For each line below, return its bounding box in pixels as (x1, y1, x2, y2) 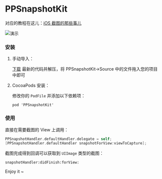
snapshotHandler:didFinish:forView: (5, 160, 79, 165)
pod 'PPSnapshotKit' (12, 103, 54, 107)
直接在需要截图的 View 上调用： (5, 126, 69, 132)
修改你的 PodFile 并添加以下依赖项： (12, 93, 86, 99)
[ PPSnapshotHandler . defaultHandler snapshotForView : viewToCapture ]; (5, 141, 147, 146)
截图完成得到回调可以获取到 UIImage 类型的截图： (5, 150, 104, 156)
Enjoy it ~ (5, 169, 24, 175)
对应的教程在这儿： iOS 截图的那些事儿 (5, 20, 82, 26)
